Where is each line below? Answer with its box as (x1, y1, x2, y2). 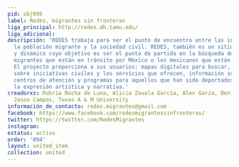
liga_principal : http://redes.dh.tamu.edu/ (7, 23, 139, 31)
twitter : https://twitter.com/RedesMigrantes (7, 116, 144, 123)
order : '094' (7, 136, 46, 143)
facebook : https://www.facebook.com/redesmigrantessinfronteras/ (7, 109, 205, 117)
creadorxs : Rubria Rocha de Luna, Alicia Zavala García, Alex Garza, (7, 90, 218, 97)
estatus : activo (7, 129, 55, 136)
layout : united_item (7, 143, 69, 150)
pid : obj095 (7, 10, 43, 18)
